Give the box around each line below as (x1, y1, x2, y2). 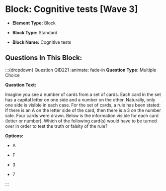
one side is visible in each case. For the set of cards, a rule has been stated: (5, 102, 161, 108)
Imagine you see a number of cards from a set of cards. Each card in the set (5, 91, 161, 97)
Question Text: (5, 82, 36, 88)
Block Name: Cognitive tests (12, 39, 72, 45)
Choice (5, 72, 20, 78)
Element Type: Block (12, 20, 56, 26)
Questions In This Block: (5, 54, 83, 62)
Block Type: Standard (12, 29, 58, 35)
